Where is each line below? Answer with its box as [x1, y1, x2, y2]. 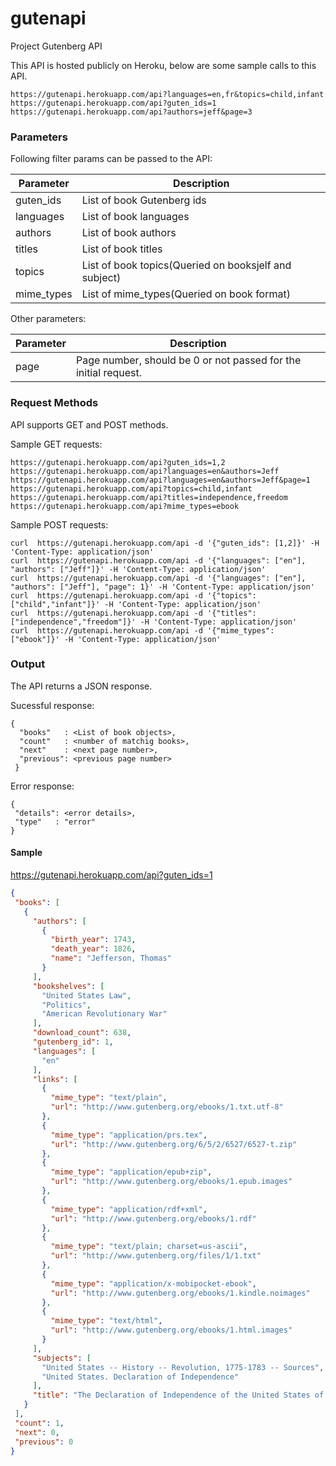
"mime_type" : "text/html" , [50, 1316, 163, 1326]
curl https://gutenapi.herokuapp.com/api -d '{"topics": [10, 590, 257, 601]
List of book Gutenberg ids [81, 193, 207, 207]
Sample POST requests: [10, 518, 109, 531]
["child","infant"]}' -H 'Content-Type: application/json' [10, 599, 262, 609]
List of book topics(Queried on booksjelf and [81, 258, 292, 272]
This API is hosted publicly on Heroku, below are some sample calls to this [10, 59, 317, 71]
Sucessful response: [10, 699, 95, 711]
